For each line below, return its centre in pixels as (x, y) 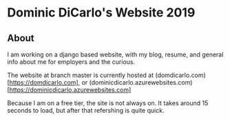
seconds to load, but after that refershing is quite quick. (86, 110)
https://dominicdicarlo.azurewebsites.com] (70, 90)
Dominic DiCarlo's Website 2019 (101, 13)
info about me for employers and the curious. (71, 62)
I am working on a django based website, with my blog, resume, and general (115, 54)
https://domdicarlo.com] (44, 82)
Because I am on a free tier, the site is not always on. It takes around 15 (108, 103)
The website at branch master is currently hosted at (80, 75)
